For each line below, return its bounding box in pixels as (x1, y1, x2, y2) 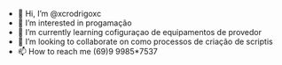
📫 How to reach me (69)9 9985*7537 (17, 47, 158, 56)
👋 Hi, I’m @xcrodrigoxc (17, 9, 102, 18)
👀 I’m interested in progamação (17, 18, 132, 28)
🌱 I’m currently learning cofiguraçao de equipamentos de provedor (17, 27, 262, 37)
